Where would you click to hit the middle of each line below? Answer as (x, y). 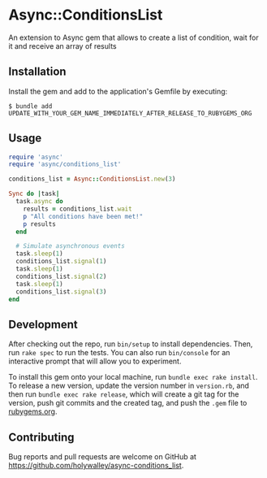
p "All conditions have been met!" (83, 216)
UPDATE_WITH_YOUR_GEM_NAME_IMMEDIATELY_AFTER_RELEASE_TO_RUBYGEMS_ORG (130, 113)
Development (43, 324)
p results (40, 224)
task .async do (39, 202)
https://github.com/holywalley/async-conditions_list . (96, 466)
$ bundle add (30, 106)
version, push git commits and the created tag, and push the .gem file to (128, 403)
